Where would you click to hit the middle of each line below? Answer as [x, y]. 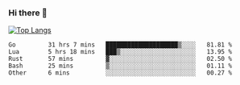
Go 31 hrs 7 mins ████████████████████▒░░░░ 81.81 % [120, 45]
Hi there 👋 [28, 13]
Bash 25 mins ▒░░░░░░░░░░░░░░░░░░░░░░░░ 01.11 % [120, 66]
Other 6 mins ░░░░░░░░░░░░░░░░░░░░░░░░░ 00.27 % [120, 73]
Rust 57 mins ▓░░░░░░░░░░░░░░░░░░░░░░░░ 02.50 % [120, 59]
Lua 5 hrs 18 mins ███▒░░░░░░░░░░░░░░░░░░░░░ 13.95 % [120, 52]
